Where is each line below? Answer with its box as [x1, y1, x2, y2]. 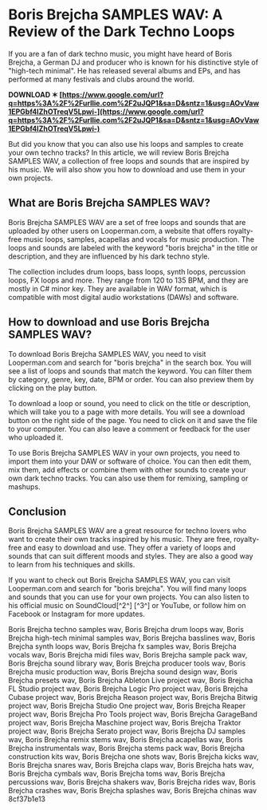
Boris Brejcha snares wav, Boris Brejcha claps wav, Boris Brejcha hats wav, [8, 761, 254, 770]
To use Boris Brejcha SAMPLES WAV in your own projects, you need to [8, 448, 241, 457]
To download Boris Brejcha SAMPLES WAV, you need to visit [8, 349, 206, 358]
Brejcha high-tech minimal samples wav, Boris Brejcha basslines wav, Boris [8, 633, 256, 643]
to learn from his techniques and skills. [8, 560, 135, 570]
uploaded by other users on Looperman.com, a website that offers [8, 226, 226, 235]
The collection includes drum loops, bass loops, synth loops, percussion [8, 267, 245, 276]
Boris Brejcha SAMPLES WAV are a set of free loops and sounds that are [8, 217, 246, 227]
